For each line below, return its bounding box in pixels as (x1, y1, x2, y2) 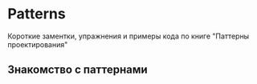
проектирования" (7, 39, 68, 49)
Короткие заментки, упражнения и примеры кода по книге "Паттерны (7, 31, 250, 41)
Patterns (7, 5, 66, 23)
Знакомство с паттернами (7, 63, 148, 77)
